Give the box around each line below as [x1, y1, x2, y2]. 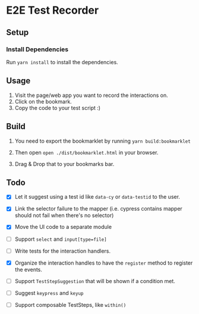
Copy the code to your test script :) [14, 104, 101, 111]
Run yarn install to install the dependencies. [6, 58, 119, 65]
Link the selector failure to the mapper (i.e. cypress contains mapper [14, 205, 183, 212]
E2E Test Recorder [6, 4, 99, 17]
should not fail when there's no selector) [14, 212, 114, 219]
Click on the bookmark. [14, 98, 72, 105]
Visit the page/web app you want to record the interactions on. [14, 92, 168, 99]
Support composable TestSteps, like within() [14, 301, 127, 308]
